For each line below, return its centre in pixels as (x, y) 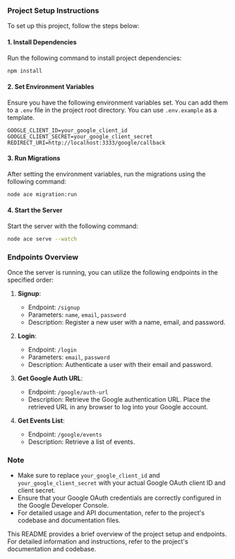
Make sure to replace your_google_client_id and (89, 476)
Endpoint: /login (52, 350)
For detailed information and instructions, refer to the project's (98, 541)
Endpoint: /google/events (65, 434)
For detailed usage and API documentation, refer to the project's (111, 513)
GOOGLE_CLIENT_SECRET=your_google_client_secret (80, 136)
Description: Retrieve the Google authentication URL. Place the (119, 399)
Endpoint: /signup (54, 307)
